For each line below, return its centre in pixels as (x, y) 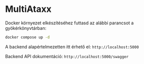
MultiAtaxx (28, 9)
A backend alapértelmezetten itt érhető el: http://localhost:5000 (72, 47)
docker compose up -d (28, 37)
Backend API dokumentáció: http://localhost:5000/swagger (67, 56)
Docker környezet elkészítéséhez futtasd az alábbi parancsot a (70, 23)
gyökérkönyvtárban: (26, 28)
